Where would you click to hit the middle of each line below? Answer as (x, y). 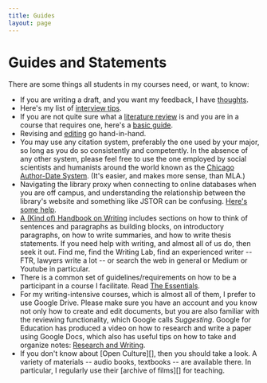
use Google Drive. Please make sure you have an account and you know (138, 303)
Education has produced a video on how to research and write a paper (135, 328)
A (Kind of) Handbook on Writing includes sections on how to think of (134, 218)
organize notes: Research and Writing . (82, 345)
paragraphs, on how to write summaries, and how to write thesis (126, 235)
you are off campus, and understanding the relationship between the (132, 193)
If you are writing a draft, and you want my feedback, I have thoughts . (134, 100)
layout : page (30, 23)
